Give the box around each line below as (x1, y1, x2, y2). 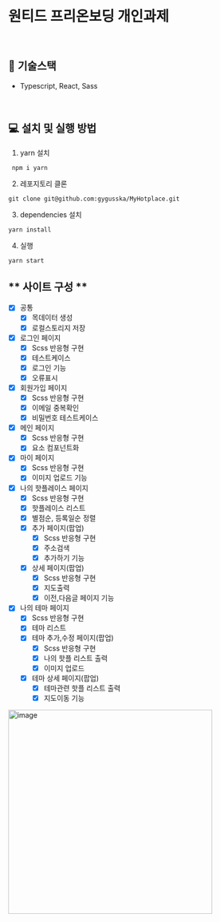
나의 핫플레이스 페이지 (19, 483, 89, 493)
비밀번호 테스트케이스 (31, 413, 99, 423)
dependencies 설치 (19, 209, 82, 220)
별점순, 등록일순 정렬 (31, 512, 96, 523)
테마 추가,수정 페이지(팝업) (31, 633, 114, 643)
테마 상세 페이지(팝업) (31, 673, 100, 683)
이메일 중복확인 (31, 403, 80, 412)
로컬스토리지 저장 (31, 323, 86, 332)
